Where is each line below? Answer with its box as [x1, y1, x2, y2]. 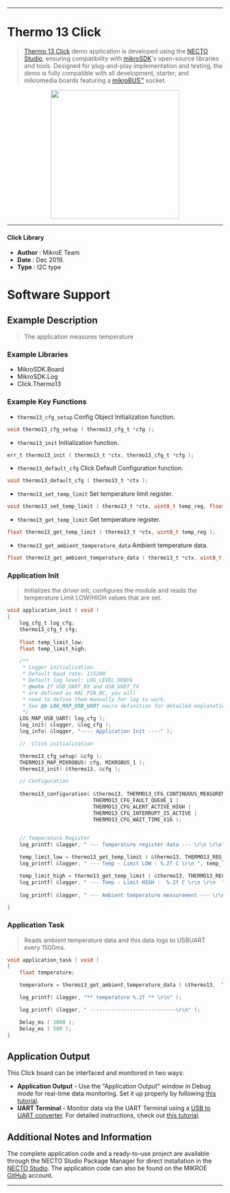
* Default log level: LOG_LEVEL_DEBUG [22, 677, 133, 684]
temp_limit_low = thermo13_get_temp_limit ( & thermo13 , [19, 854, 183, 861]
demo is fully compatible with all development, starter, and [23, 69, 190, 77]
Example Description [7, 314, 98, 326]
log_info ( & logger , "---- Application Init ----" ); [19, 728, 173, 735]
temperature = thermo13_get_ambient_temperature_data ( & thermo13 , [19, 981, 216, 989]
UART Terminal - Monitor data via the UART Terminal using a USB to [16, 1104, 211, 1113]
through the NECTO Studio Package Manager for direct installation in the [7, 1157, 212, 1165]
